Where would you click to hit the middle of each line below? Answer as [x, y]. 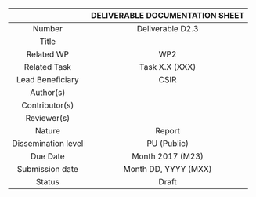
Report [168, 131]
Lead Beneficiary [48, 80]
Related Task [48, 67]
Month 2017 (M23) [168, 156]
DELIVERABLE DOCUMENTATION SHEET [168, 15]
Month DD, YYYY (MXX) [168, 169]
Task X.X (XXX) [168, 67]
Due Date [47, 156]
